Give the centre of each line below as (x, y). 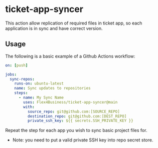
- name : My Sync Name (41, 97)
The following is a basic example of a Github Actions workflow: (70, 56)
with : (29, 107)
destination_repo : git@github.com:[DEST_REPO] (77, 116)
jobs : (11, 74)
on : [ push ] (17, 65)
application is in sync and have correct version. (54, 28)
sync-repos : (22, 79)
